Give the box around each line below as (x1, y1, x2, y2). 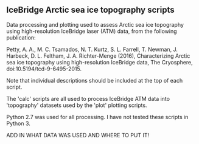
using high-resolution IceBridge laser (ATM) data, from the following (6, 27, 177, 35)
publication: (6, 33, 36, 41)
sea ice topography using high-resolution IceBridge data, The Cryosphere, (6, 58, 193, 66)
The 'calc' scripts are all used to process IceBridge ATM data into (6, 95, 170, 102)
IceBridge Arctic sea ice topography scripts (6, 5, 175, 15)
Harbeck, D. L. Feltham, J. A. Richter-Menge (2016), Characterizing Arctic (6, 52, 190, 60)
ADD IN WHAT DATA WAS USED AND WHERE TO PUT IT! (6, 131, 150, 139)
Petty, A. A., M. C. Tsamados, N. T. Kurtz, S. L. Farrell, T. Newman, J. (6, 46, 178, 53)
